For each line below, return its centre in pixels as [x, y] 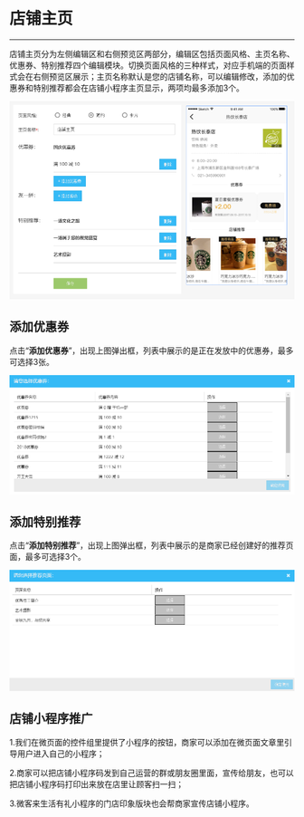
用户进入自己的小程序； [61, 754]
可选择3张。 [32, 361]
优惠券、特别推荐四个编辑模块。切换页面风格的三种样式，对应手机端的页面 [148, 65]
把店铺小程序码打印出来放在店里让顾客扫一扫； [96, 783]
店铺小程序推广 [51, 719]
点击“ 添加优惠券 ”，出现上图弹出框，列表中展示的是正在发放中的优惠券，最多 [152, 351]
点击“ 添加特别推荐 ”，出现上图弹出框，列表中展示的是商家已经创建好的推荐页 [152, 545]
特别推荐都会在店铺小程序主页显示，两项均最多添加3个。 [138, 88]
